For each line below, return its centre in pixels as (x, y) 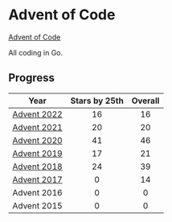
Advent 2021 (37, 127)
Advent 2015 (37, 205)
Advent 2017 (37, 179)
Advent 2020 (37, 140)
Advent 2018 (37, 166)
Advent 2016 (37, 192)
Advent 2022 (37, 114)
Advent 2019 (37, 153)
